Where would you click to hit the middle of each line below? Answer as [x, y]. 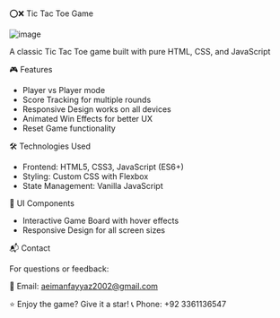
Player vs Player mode [64, 90]
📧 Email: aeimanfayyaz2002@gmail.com [84, 286]
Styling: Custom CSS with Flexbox [85, 176]
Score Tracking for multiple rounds [87, 99]
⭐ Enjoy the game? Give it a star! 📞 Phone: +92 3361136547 [118, 304]
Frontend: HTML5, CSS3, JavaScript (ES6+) [103, 167]
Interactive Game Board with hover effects [101, 220]
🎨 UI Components [42, 203]
